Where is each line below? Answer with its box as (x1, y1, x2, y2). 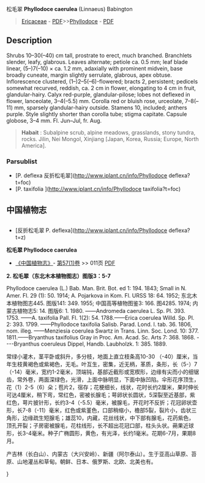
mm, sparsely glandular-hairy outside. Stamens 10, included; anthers (14, 104, 188, 111)
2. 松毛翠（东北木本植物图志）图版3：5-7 (6, 272, 111, 279)
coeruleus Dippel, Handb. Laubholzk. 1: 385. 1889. (40, 340, 167, 347)
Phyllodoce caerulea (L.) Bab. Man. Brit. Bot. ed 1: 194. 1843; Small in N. (6, 284, 187, 292)
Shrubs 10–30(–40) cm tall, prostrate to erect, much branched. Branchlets (6, 52, 192, 59)
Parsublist (6, 157, 38, 166)
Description (6, 36, 52, 46)
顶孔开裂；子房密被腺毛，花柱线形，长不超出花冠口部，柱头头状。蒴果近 (6, 422, 188, 429)
